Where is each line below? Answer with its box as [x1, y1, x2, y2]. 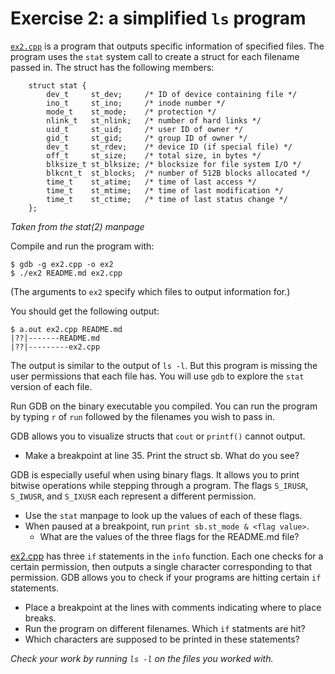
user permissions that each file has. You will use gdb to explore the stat [10, 370, 305, 382]
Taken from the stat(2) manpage [10, 220, 145, 232]
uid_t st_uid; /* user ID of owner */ [46, 124, 244, 134]
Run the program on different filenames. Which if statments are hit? [24, 622, 306, 634]
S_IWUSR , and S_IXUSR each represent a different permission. [10, 490, 257, 502]
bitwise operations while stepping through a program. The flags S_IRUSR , [10, 479, 309, 491]
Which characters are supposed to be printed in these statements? [24, 633, 300, 645]
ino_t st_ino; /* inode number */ [46, 98, 226, 108]
